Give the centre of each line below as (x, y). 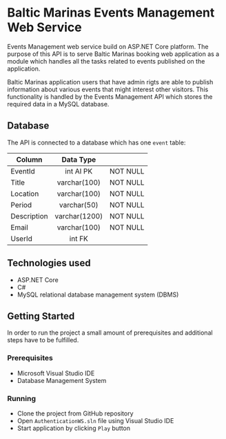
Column (29, 159)
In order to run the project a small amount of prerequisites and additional (110, 333)
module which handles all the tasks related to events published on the (106, 61)
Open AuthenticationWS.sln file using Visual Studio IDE (95, 420)
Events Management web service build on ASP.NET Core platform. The (108, 46)
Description (29, 216)
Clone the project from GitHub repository (75, 413)
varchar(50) (79, 205)
